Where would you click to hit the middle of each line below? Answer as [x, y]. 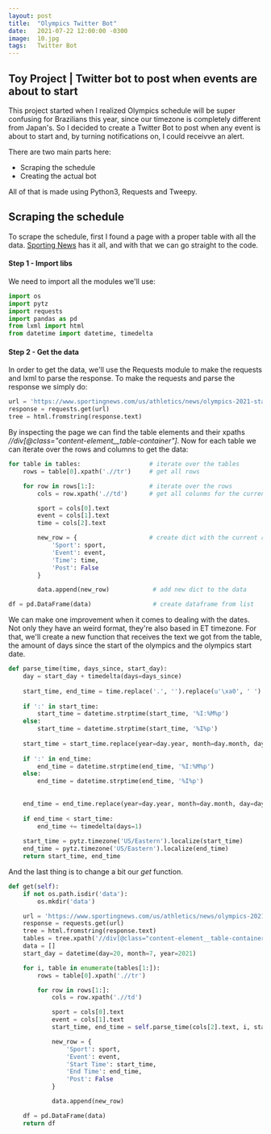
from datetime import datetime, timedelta [81, 334]
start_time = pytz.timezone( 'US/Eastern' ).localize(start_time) [133, 841]
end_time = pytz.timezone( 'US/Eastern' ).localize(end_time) [126, 849]
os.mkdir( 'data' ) [66, 901]
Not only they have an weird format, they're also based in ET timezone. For [132, 628]
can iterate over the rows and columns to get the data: [98, 449]
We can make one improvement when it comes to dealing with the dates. [129, 620]
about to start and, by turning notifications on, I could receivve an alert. [126, 136]
